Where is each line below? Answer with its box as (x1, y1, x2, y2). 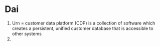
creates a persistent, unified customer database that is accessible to (12, 25, 153, 31)
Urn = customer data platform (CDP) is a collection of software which (12, 20, 155, 26)
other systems (12, 30, 42, 36)
